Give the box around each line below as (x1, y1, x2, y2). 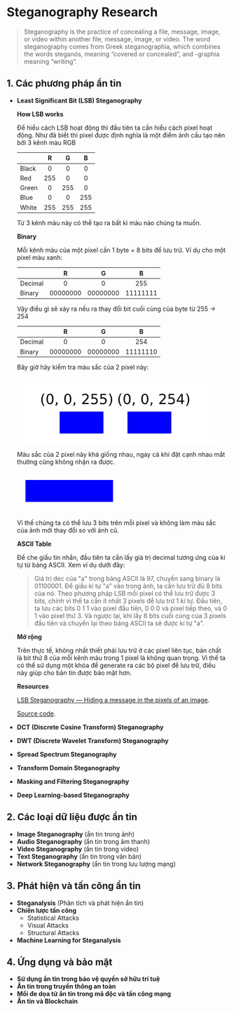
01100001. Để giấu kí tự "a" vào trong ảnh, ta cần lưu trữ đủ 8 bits (34, 582, 223, 590)
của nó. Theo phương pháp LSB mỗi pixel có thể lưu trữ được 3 (34, 589, 216, 597)
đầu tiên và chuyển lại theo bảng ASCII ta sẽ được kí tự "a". (34, 619, 205, 627)
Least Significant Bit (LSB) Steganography (16, 96, 142, 105)
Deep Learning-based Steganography (16, 791, 130, 799)
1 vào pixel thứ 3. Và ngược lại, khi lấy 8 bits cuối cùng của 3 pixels (34, 612, 226, 620)
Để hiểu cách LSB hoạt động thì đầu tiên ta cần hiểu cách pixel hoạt (16, 123, 213, 132)
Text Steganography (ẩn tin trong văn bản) (16, 852, 142, 860)
